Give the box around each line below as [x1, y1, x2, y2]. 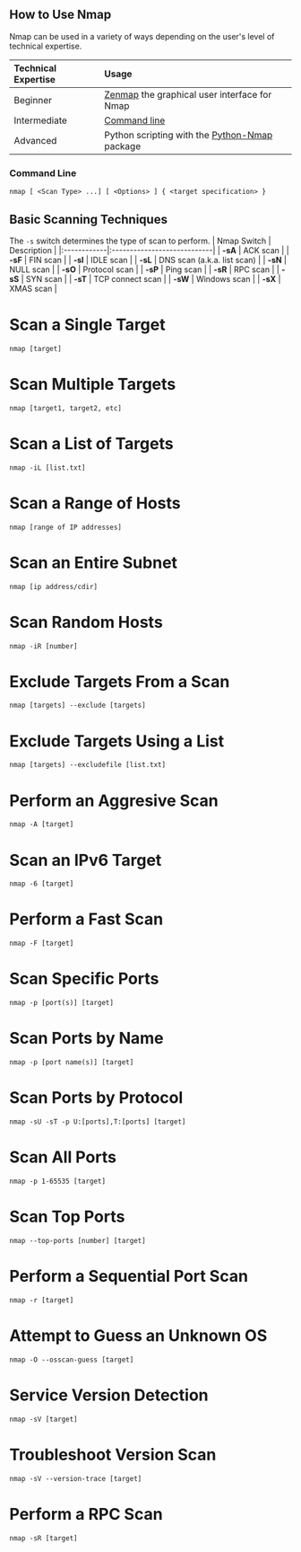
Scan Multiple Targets [9, 375, 176, 394]
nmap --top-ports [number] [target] [9, 1236, 146, 1245]
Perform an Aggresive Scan [9, 790, 219, 811]
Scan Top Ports [9, 1207, 125, 1227]
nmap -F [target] [9, 939, 74, 948]
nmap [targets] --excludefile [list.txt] [9, 761, 167, 770]
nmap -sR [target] [9, 1533, 78, 1543]
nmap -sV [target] [9, 1415, 78, 1424]
